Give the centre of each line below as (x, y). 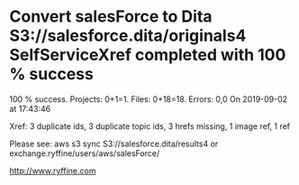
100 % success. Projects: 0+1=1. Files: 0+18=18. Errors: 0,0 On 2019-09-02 (149, 99)
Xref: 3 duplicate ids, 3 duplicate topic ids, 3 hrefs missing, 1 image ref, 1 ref (150, 126)
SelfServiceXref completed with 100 (148, 55)
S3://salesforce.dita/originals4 (128, 36)
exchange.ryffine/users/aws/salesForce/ (85, 153)
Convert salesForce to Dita (111, 17)
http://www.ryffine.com (53, 171)
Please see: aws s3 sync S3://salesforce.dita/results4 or (114, 143)
